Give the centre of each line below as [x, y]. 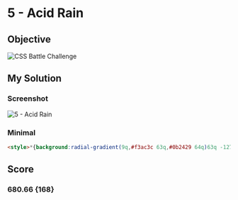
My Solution [35, 78]
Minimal [22, 133]
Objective [29, 39]
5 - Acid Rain [45, 13]
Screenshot [28, 99]
